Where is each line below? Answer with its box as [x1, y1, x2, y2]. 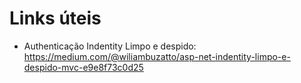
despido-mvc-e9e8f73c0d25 [23, 61, 144, 73]
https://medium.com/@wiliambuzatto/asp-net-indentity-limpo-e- [23, 50, 291, 62]
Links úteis [9, 7, 102, 30]
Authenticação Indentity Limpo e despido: [23, 40, 197, 52]
